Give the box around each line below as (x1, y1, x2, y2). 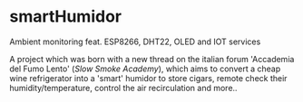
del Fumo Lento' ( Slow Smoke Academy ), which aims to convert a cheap (9, 63, 281, 74)
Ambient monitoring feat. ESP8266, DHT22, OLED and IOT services (9, 36, 261, 47)
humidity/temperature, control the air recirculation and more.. (9, 82, 238, 93)
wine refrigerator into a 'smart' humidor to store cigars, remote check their (9, 72, 288, 83)
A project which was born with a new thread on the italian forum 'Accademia (9, 53, 295, 64)
